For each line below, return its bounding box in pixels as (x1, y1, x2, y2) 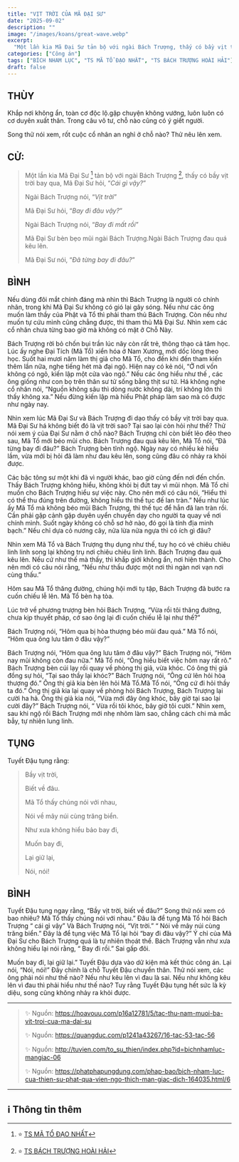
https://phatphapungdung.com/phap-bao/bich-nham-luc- (55, 1067, 225, 1076)
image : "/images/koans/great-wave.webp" (7, 30, 129, 38)
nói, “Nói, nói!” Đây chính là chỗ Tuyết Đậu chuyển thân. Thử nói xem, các (7, 966, 224, 974)
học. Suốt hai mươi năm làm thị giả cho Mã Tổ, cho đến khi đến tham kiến (7, 354, 222, 363)
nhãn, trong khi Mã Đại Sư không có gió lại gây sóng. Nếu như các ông (7, 303, 215, 311)
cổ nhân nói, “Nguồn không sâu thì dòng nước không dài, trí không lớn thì (7, 385, 223, 393)
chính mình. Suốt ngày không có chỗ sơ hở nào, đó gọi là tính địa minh (7, 518, 213, 527)
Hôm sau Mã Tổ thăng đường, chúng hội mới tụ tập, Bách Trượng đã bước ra (7, 584, 230, 592)
